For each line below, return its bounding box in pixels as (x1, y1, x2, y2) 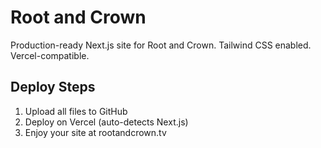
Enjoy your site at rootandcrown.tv (24, 126, 167, 138)
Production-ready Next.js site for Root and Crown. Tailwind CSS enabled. (10, 39, 312, 51)
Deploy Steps (10, 79, 96, 96)
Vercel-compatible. (10, 49, 90, 61)
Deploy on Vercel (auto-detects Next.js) (24, 116, 189, 128)
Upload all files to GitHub (24, 105, 128, 117)
